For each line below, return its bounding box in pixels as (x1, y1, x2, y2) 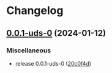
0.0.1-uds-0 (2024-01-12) (6, 28, 106, 38)
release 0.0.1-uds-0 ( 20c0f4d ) (15, 60, 92, 67)
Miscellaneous (6, 46, 51, 55)
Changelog (6, 4, 64, 18)
